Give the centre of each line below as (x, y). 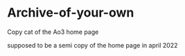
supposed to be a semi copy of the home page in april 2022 (92, 45)
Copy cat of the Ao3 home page (53, 32)
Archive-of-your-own (71, 13)
